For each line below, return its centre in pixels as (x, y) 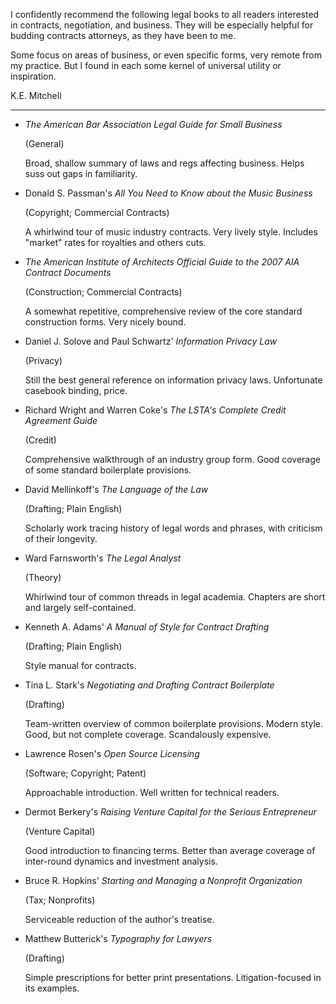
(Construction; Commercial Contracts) (103, 292)
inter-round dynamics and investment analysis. (121, 861)
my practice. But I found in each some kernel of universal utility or (146, 65)
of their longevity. (61, 538)
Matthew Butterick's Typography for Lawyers (118, 938)
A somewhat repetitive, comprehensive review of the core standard (163, 311)
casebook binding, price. (76, 390)
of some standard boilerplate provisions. (108, 470)
